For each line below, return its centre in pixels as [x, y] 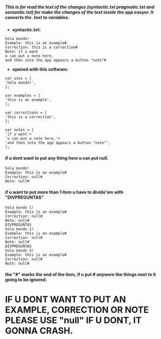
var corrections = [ [26, 113]
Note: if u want [22, 52]
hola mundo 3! [20, 251]
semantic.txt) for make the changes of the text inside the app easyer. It [79, 12]
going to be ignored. [26, 280]
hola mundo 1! [20, 208]
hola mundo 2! [20, 229]
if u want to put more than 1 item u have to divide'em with [64, 192]
